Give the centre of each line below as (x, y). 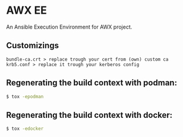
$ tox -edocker (25, 129)
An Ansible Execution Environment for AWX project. (69, 27)
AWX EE (27, 10)
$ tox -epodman (25, 96)
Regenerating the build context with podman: (91, 83)
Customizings (33, 46)
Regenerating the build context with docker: (89, 115)
